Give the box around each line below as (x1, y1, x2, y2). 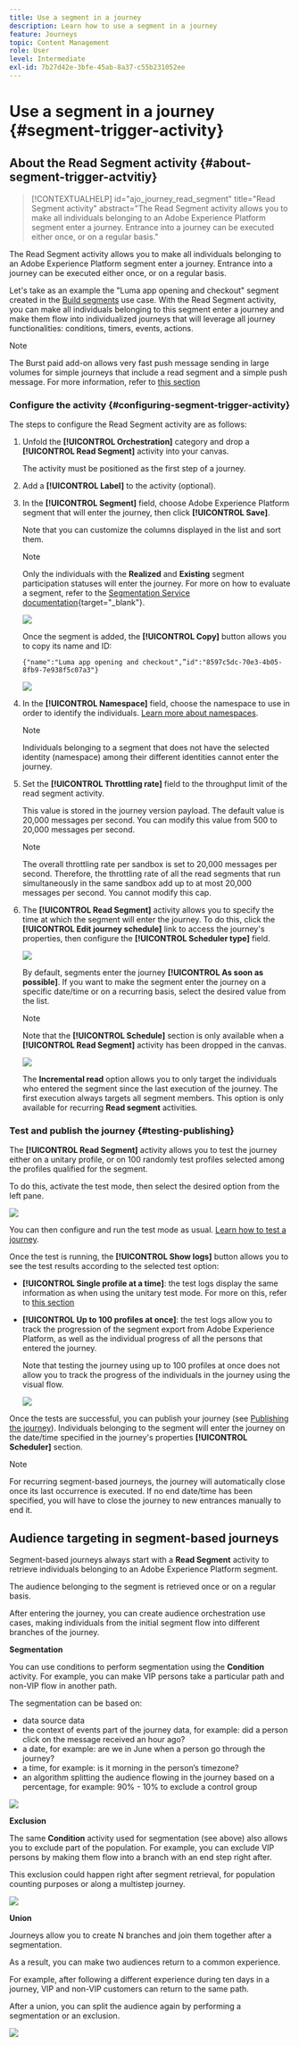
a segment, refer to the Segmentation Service (21, 588, 190, 598)
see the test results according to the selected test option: (9, 1261, 220, 1272)
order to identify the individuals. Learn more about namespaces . (21, 707, 259, 719)
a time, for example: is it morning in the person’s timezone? (21, 1763, 239, 1774)
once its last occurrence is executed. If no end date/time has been (9, 1486, 253, 1497)
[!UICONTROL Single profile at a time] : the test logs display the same (21, 1278, 278, 1289)
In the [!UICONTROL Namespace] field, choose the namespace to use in (21, 698, 290, 709)
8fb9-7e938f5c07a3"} (21, 666, 99, 675)
